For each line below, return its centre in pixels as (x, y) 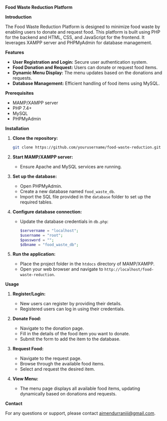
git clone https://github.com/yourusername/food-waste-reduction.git (87, 147)
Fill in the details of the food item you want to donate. (75, 334)
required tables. (36, 202)
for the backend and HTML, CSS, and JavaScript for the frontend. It (75, 37)
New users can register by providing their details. (71, 304)
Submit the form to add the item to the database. (70, 339)
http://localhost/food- (129, 270)
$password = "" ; (37, 240)
